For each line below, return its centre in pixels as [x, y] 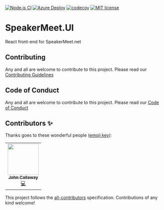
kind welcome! [20, 203]
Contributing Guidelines [29, 74]
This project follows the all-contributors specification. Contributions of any [82, 198]
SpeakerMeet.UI [40, 28]
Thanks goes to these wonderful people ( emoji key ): [59, 135]
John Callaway [23, 178]
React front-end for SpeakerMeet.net [43, 41]
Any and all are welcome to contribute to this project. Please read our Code [82, 102]
